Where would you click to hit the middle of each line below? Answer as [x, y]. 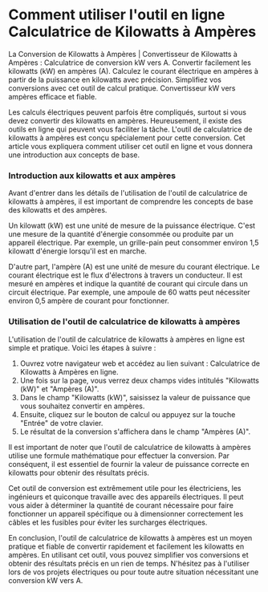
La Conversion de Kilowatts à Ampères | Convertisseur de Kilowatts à [123, 54]
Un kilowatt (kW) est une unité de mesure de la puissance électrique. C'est [132, 225]
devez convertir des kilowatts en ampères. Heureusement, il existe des [125, 120]
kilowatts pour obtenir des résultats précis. [79, 472]
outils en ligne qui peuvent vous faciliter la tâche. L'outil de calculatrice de [130, 129]
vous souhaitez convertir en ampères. [82, 406]
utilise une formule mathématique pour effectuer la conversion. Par [119, 456]
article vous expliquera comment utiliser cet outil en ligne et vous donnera [130, 146]
